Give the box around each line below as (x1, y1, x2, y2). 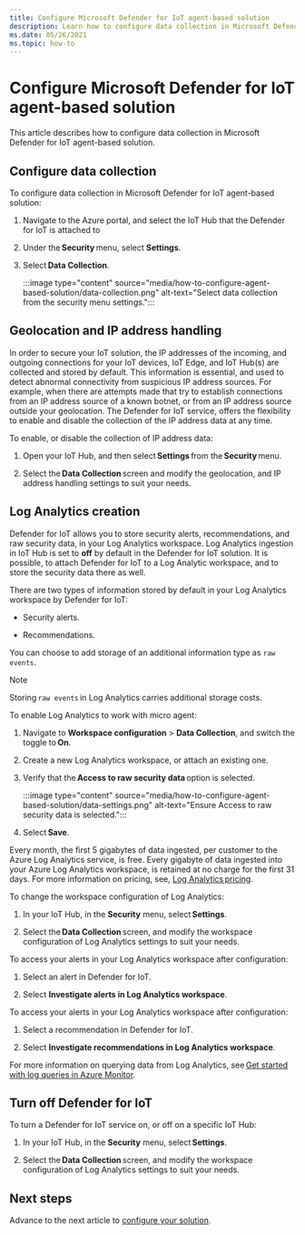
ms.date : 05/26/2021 (9, 30, 88, 39)
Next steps (9, 1190, 73, 1206)
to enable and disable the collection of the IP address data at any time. (9, 415, 273, 426)
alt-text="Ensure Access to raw (153, 799, 272, 810)
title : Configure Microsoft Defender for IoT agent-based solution (9, 13, 271, 23)
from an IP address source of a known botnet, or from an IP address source (9, 395, 292, 406)
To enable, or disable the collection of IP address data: (9, 432, 213, 443)
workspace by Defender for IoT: (9, 593, 129, 605)
